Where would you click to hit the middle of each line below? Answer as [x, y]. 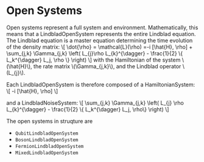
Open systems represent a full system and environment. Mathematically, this [102, 27]
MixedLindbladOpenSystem [47, 153]
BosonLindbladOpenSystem [47, 140]
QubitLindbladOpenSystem [47, 133]
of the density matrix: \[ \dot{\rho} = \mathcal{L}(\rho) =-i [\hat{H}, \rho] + [100, 47]
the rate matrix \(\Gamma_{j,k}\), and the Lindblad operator [107, 66]
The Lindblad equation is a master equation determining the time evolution [100, 40]
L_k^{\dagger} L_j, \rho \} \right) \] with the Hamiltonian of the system [93, 60]
